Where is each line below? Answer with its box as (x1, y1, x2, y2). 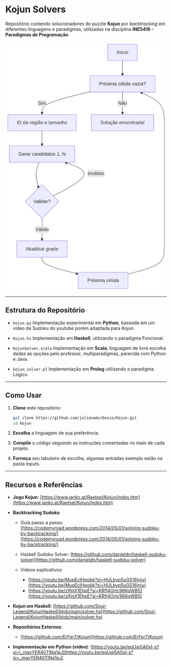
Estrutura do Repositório (5, 306, 85, 314)
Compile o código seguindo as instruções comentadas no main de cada (12, 440, 165, 446)
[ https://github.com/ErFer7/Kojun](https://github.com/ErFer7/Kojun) (20, 634, 163, 640)
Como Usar (5, 391, 42, 400)
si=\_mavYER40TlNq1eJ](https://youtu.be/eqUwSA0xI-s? (12, 649, 134, 656)
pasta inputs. (12, 461, 40, 467)
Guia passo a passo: (20, 520, 63, 526)
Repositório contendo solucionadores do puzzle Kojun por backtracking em (5, 21, 165, 27)
